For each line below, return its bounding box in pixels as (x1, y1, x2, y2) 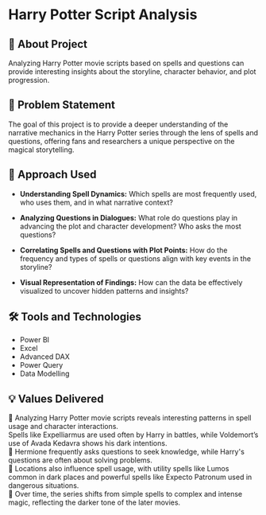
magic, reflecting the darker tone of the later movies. (8, 497, 181, 507)
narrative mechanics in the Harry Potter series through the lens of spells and (8, 127, 259, 137)
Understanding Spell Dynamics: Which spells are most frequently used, (19, 189, 257, 198)
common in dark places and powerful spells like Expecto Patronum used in (8, 472, 253, 482)
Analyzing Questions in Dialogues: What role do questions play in (19, 213, 238, 222)
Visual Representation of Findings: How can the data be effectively (19, 277, 243, 287)
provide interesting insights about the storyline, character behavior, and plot (8, 67, 256, 76)
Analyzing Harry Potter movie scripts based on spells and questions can (8, 58, 245, 68)
